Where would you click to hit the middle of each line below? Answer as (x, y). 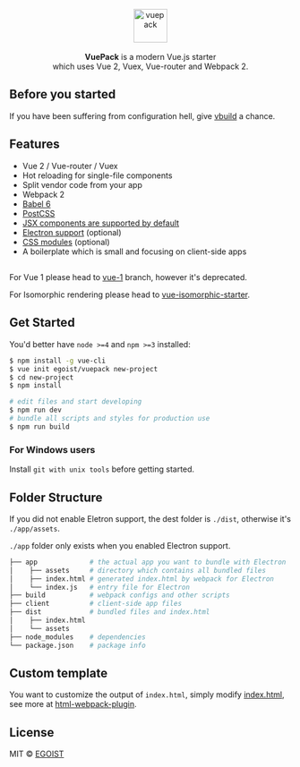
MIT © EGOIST (37, 754)
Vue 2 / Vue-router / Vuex (70, 166)
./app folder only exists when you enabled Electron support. (120, 545)
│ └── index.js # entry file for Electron (100, 587)
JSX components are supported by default (101, 223)
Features (34, 145)
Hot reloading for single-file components (97, 175)
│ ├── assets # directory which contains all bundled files (138, 570)
